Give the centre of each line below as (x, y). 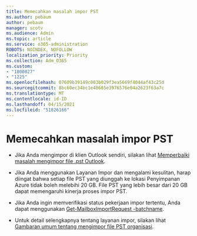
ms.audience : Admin (30, 33)
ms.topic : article (29, 39)
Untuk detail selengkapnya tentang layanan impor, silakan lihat (90, 220)
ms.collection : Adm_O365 (36, 60)
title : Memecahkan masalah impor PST (52, 11)
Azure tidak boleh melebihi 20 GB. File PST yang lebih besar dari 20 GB (101, 185)
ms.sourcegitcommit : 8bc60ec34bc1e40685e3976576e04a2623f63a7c (85, 88)
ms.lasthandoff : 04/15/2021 (41, 104)
